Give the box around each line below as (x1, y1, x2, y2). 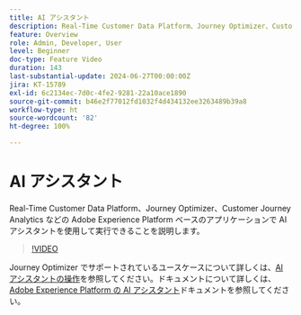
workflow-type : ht (9, 105, 78, 114)
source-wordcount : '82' (9, 113, 99, 122)
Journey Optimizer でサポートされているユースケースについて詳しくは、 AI (9, 262, 284, 273)
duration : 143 (9, 64, 63, 73)
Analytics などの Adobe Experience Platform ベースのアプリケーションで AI (9, 213, 288, 225)
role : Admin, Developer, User (9, 38, 123, 48)
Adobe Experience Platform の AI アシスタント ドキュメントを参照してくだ (9, 284, 282, 295)
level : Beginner (9, 47, 70, 56)
